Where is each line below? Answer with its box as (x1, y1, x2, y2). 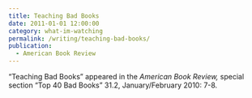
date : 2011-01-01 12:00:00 (8, 19, 100, 28)
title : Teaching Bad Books (8, 11, 100, 20)
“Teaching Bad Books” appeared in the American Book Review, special (8, 72, 245, 81)
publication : (8, 42, 53, 50)
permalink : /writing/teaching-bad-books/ (8, 34, 151, 43)
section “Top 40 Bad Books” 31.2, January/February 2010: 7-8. (8, 80, 218, 90)
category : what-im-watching (8, 27, 104, 35)
